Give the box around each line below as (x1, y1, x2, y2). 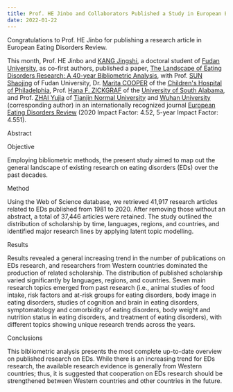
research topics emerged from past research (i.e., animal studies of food (7, 283, 215, 291)
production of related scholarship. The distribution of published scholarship (7, 269, 223, 277)
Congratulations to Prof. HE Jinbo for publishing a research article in (7, 35, 202, 44)
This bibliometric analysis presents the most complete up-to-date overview (7, 347, 222, 355)
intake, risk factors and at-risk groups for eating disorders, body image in (7, 291, 216, 299)
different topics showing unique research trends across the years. (7, 320, 196, 328)
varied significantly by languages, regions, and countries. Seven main (7, 275, 206, 284)
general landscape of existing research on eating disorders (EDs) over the (7, 163, 218, 171)
